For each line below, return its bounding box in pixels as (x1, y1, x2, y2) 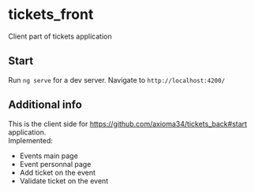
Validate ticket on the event (19, 175, 109, 186)
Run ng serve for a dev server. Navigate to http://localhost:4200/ (8, 75, 226, 84)
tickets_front (8, 6, 94, 24)
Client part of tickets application (8, 31, 112, 41)
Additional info (8, 98, 83, 112)
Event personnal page (19, 159, 92, 168)
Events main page (19, 151, 79, 161)
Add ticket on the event (19, 168, 96, 177)
